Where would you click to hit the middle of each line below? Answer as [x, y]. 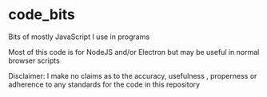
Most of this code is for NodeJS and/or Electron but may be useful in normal [134, 52]
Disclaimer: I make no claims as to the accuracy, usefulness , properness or [133, 76]
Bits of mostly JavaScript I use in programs [79, 37]
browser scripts [34, 60]
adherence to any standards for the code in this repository [104, 84]
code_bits [42, 15]
